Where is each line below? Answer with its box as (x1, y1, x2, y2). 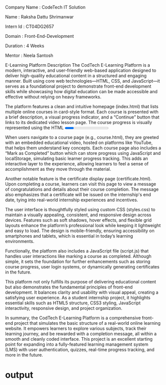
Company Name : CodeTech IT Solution (5, 4, 86, 10)
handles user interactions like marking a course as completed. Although (5, 254, 152, 259)
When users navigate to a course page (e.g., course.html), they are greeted (5, 134, 159, 140)
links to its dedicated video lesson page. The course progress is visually (5, 120, 152, 125)
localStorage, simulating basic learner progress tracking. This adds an (5, 155, 148, 161)
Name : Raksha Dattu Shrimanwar (5, 14, 74, 19)
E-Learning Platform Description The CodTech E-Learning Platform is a (5, 62, 150, 68)
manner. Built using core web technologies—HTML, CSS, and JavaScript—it (5, 78, 160, 84)
